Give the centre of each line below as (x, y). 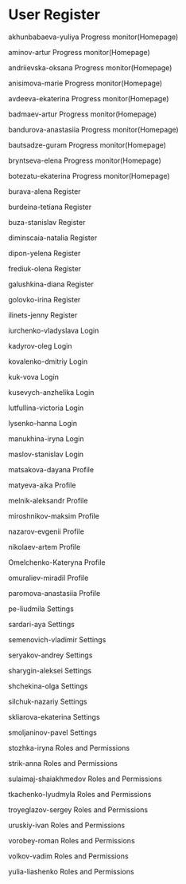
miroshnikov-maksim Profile (54, 515)
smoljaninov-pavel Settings (52, 732)
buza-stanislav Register (47, 222)
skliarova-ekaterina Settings (54, 716)
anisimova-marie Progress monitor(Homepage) (85, 83)
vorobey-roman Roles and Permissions (72, 840)
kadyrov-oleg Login (40, 345)
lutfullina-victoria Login (46, 408)
